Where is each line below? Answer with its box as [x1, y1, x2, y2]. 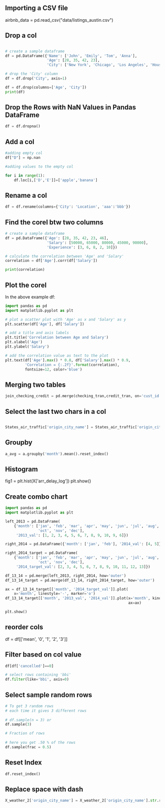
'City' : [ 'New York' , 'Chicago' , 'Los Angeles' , [47, 63, 148, 68]
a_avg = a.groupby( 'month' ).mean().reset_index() [5, 451, 109, 456]
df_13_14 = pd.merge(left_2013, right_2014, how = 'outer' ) [5, 573, 126, 578]
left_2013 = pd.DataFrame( [5, 519, 60, 524]
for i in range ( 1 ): [5, 173, 45, 178]
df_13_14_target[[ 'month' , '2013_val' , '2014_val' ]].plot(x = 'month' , [5, 596, 151, 601]
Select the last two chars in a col [5, 407, 107, 416]
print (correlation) [5, 267, 45, 272]
